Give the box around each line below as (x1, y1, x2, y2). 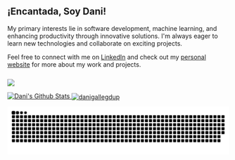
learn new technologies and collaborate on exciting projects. (7, 39, 183, 48)
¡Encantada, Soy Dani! (7, 6, 107, 18)
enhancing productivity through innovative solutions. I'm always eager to (7, 32, 218, 40)
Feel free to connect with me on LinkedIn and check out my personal (7, 53, 206, 61)
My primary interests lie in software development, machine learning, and (7, 24, 217, 32)
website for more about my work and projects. (7, 60, 141, 69)
